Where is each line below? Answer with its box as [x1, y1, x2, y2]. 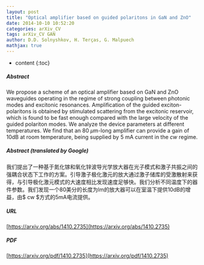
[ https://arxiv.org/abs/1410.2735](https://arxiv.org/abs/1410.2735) [6, 223, 170, 230]
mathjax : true [6, 43, 42, 49]
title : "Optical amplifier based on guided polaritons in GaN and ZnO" [6, 15, 191, 21]
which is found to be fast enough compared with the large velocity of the [6, 114, 189, 121]
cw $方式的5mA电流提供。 [27, 193, 94, 200]
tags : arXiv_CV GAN [6, 31, 56, 38]
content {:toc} [15, 59, 50, 67]
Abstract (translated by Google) [6, 147, 89, 154]
